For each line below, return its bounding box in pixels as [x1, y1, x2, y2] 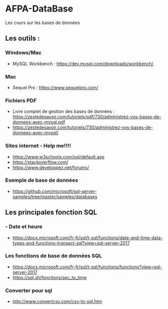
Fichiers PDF [5, 97, 37, 104]
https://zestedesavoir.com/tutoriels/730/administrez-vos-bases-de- [12, 124, 153, 130]
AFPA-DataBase [5, 3, 74, 15]
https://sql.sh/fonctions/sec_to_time [12, 274, 87, 280]
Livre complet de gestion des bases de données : [12, 108, 115, 114]
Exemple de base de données [5, 177, 79, 184]
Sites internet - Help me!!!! [5, 142, 71, 149]
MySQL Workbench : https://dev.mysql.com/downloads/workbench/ [12, 61, 154, 67]
